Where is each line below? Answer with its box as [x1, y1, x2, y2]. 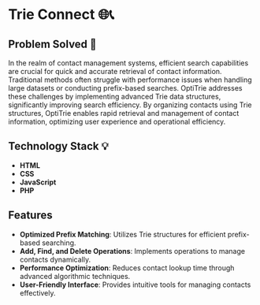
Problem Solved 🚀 [8, 37, 97, 50]
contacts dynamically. [19, 255, 91, 264]
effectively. [19, 288, 56, 297]
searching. [42, 238, 76, 247]
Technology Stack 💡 [8, 139, 109, 153]
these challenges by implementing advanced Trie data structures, [8, 92, 221, 101]
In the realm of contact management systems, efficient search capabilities [8, 58, 249, 68]
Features [8, 209, 53, 222]
